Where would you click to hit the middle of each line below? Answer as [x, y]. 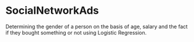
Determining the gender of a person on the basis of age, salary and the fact [97, 26]
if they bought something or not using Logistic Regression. [76, 32]
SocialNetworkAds [52, 11]
